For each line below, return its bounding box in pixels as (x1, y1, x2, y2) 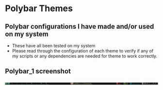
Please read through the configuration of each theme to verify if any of (12, 48, 154, 54)
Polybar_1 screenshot (5, 67, 71, 75)
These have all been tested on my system (12, 43, 96, 49)
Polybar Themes (5, 3, 73, 14)
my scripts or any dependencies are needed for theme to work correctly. (12, 53, 158, 59)
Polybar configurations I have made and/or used (5, 22, 154, 31)
